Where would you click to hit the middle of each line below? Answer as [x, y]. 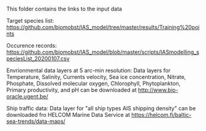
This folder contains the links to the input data [64, 9]
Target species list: [30, 21]
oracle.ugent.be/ [27, 96]
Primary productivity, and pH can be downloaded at [71, 90]
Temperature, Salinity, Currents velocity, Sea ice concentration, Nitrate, [96, 77]
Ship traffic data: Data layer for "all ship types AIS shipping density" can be [101, 108]
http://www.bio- [158, 90]
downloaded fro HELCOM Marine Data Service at [68, 115]
